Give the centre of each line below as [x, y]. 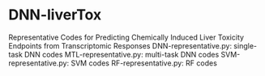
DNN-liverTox [55, 15]
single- [246, 45]
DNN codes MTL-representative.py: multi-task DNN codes [122, 54]
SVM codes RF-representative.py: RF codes [144, 63]
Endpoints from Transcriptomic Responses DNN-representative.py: [120, 45]
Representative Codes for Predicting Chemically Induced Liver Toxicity [126, 37]
